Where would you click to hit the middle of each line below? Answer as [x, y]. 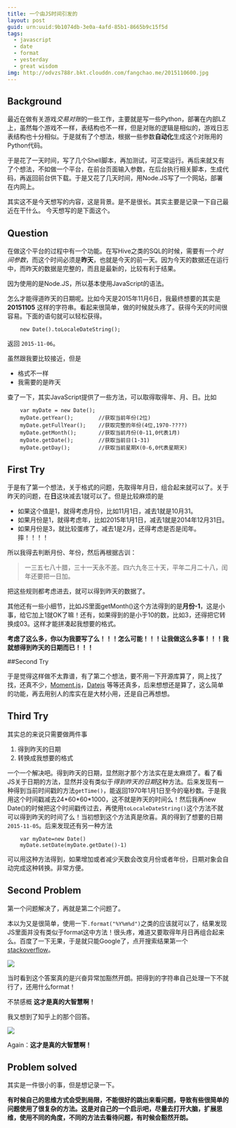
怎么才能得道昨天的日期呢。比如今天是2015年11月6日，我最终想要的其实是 [114, 299]
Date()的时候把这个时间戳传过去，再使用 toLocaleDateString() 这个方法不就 [115, 808]
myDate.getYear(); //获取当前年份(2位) [85, 418]
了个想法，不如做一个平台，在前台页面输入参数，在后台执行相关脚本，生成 [115, 169]
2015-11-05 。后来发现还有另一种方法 [60, 825]
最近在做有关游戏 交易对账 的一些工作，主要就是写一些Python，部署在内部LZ [117, 119]
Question [28, 233]
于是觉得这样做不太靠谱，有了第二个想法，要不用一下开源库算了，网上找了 [115, 676]
